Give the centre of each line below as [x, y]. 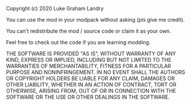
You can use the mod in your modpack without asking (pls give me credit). [95, 20]
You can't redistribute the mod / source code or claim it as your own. [88, 31]
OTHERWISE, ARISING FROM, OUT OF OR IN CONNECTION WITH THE [91, 91]
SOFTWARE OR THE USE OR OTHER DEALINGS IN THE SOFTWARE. [88, 97]
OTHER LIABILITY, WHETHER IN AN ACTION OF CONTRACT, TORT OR [91, 85]
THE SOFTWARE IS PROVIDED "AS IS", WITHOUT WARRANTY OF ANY [91, 54]
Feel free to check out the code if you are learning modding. [78, 42]
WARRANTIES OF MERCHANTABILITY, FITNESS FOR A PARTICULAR [88, 66]
